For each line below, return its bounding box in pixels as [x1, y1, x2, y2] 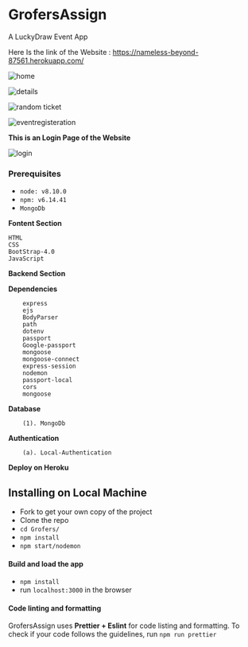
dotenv [22, 328, 45, 336]
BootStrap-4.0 [8, 248, 56, 256]
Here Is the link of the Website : [8, 47, 111, 57]
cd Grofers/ [19, 525, 60, 534]
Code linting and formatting [8, 603, 102, 613]
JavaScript [8, 255, 45, 263]
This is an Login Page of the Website [8, 133, 131, 142]
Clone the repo [19, 516, 69, 525]
